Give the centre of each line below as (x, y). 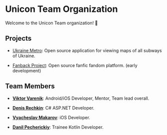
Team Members (30, 86)
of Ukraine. (24, 56)
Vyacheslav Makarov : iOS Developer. (51, 117)
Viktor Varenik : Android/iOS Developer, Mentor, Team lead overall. (81, 98)
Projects (18, 38)
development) (27, 70)
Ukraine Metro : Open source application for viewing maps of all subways (87, 50)
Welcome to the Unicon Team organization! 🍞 (52, 23)
